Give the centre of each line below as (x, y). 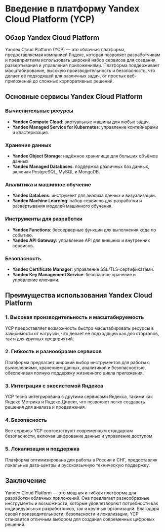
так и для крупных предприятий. (40, 339)
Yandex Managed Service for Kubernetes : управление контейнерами (85, 127)
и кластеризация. (31, 132)
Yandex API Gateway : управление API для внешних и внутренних (81, 240)
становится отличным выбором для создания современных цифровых (80, 519)
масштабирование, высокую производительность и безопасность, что (80, 71)
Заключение (26, 481)
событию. (22, 235)
